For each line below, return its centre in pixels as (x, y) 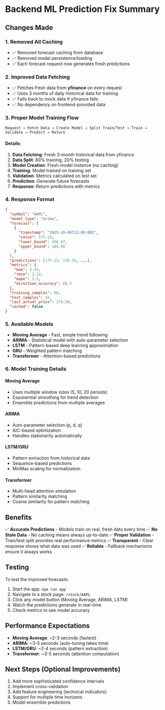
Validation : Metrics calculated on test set (55, 176)
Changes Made (29, 28)
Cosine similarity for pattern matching (51, 502)
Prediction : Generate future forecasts (51, 181)
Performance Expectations (48, 626)
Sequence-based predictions (42, 463)
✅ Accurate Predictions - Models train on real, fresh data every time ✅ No (81, 529)
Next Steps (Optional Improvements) (63, 669)
